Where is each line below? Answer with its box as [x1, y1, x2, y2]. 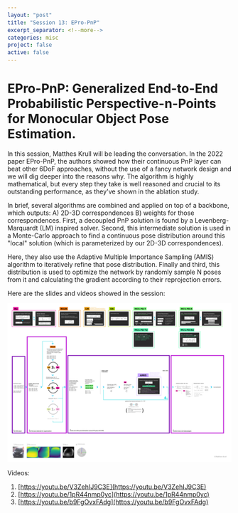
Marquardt [7, 223, 38, 232]
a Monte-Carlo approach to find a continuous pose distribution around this [7, 231, 225, 240]
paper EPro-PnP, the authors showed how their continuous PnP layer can [7, 157, 222, 165]
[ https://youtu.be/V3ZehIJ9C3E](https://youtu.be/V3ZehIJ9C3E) [17, 482, 207, 491]
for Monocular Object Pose [7, 111, 169, 127]
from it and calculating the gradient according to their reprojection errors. [7, 275, 222, 284]
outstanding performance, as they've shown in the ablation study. [7, 187, 200, 196]
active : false [7, 49, 50, 56]
